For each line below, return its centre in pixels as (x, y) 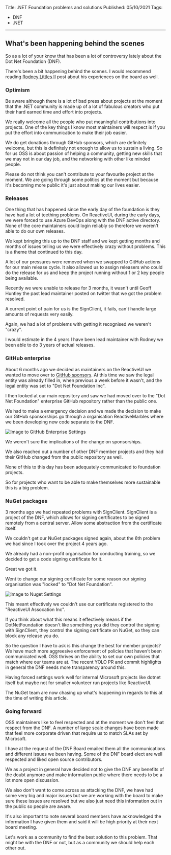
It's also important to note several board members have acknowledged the (83, 816)
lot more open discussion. (32, 780)
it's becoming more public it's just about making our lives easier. (73, 185)
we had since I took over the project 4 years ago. (56, 544)
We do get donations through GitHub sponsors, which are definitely (76, 143)
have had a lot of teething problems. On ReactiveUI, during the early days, (83, 215)
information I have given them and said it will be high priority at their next (82, 822)
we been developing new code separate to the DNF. (60, 422)
